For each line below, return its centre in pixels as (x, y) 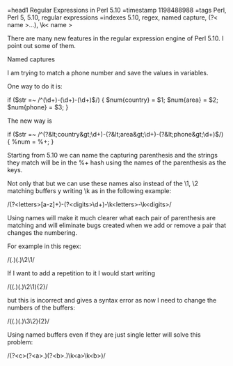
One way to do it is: (35, 86)
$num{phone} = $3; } (38, 107)
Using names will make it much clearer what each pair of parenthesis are (112, 218)
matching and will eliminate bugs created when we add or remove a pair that (117, 225)
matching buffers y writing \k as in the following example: (89, 191)
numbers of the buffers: (41, 307)
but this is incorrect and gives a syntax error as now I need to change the (112, 300)
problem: (20, 342)
